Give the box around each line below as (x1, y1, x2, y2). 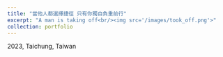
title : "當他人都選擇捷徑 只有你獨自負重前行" (7, 10, 127, 17)
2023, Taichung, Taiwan (7, 42, 77, 51)
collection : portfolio (7, 23, 73, 30)
